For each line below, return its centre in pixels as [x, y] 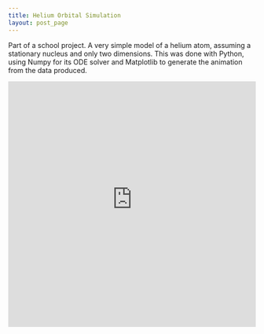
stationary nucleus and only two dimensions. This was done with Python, [126, 53]
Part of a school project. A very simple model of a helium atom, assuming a [130, 45]
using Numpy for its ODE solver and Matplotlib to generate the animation [125, 62]
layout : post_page [38, 23]
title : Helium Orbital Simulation [65, 15]
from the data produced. [48, 70]
